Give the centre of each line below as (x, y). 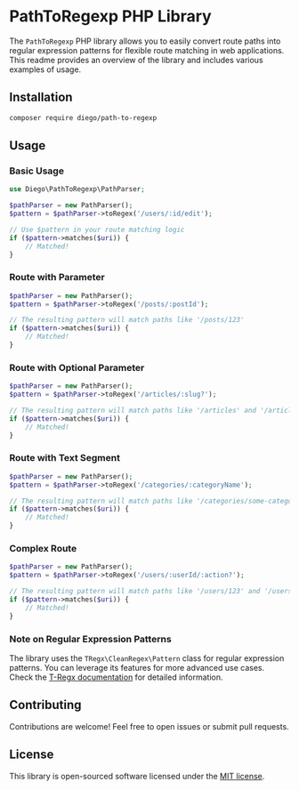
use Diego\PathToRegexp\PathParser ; (77, 189)
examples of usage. (45, 69)
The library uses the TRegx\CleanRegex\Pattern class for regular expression (147, 658)
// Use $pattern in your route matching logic (97, 230)
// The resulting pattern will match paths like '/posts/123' (127, 320)
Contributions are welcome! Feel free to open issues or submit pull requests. (149, 726)
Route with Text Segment (65, 458)
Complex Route (43, 548)
